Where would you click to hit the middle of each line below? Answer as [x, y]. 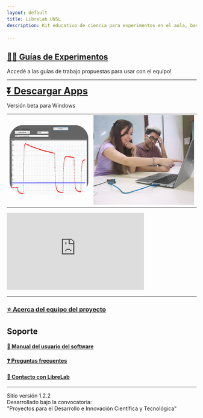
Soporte [22, 331]
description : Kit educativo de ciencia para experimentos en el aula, [97, 25]
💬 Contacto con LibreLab [38, 377]
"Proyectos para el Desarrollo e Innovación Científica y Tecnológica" [92, 408]
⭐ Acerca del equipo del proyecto [56, 310]
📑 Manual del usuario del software [50, 346]
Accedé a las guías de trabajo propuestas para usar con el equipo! [89, 72]
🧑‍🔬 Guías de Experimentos [58, 57]
